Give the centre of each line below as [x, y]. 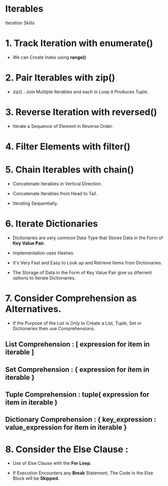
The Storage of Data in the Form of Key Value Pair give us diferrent [82, 272]
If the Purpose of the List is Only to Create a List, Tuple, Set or [77, 323]
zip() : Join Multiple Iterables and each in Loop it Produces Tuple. [80, 92]
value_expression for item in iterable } [66, 428]
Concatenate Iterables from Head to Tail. [55, 193]
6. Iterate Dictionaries [52, 224]
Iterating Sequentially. [35, 203]
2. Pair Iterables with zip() [60, 78]
